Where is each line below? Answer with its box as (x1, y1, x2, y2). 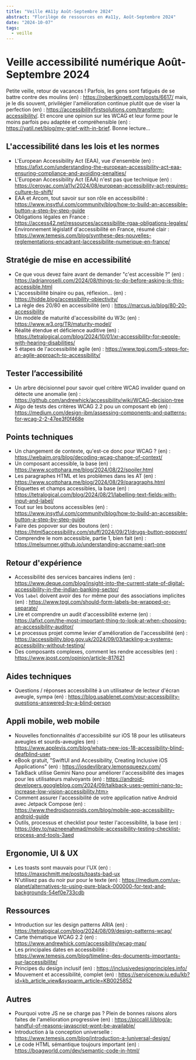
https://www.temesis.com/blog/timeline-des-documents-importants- (14, 952, 181, 959)
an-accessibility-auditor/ (14, 623, 74, 630)
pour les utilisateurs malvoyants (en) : (14, 775, 105, 782)
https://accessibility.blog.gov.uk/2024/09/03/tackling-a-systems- (14, 636, 173, 643)
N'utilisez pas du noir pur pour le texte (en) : (14, 876, 121, 883)
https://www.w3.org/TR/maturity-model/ (14, 320, 112, 327)
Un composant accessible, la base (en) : (14, 460, 112, 467)
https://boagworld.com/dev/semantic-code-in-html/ (14, 1047, 140, 1054)
